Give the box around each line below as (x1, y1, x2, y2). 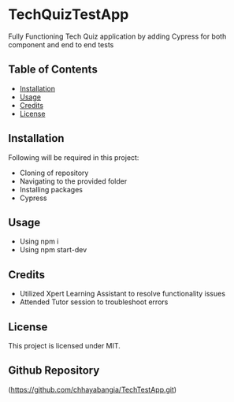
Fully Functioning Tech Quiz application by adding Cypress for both (8, 32, 227, 41)
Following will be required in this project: (8, 152, 139, 162)
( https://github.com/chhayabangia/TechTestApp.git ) (8, 385, 177, 394)
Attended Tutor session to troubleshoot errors (19, 297, 169, 307)
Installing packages (19, 184, 83, 194)
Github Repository (8, 364, 100, 378)
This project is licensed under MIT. (8, 341, 121, 350)
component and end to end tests (8, 39, 114, 49)
